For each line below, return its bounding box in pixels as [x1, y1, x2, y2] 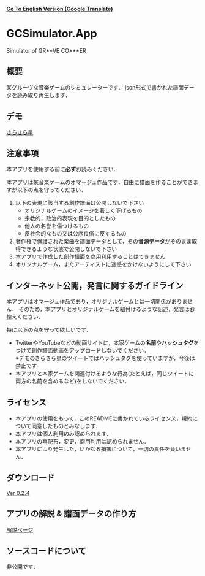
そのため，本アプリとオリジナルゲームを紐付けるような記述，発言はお [18, 305, 195, 313]
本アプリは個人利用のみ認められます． [15, 430, 112, 437]
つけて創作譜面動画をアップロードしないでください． [15, 347, 150, 355]
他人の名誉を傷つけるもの [24, 222, 89, 229]
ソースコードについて [6, 546, 87, 556]
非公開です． [6, 563, 39, 570]
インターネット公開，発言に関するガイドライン [6, 280, 184, 291]
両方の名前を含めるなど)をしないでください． [15, 377, 130, 385]
